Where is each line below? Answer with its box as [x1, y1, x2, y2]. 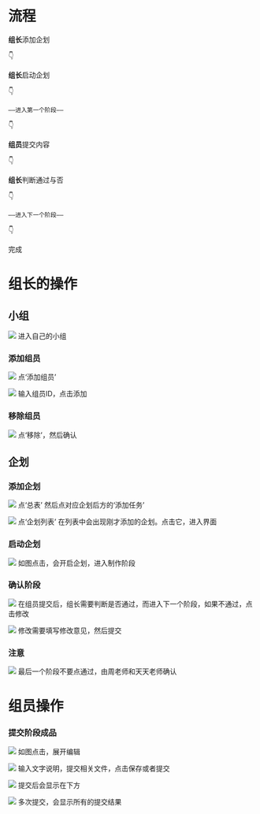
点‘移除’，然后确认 [17, 430, 77, 440]
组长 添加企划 [8, 35, 50, 44]
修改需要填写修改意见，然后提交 [17, 626, 122, 635]
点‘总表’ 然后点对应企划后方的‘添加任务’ [17, 500, 145, 510]
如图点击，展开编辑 [17, 746, 80, 756]
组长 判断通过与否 [8, 175, 64, 184]
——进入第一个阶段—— [8, 106, 64, 114]
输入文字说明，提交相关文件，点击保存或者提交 [17, 764, 170, 773]
